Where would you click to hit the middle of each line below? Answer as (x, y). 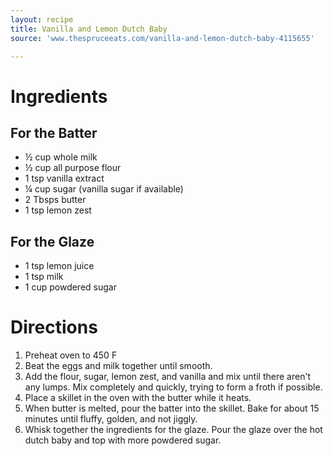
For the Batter (54, 132)
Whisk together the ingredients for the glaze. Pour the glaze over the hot (173, 430)
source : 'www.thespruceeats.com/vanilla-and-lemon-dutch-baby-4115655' (162, 38)
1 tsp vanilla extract (64, 178)
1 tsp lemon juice (59, 266)
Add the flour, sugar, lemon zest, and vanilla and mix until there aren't (168, 377)
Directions (54, 327)
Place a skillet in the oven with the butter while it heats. (138, 398)
